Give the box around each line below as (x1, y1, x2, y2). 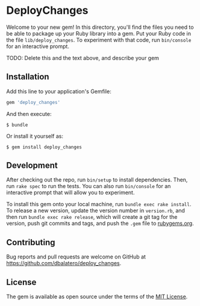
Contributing (6, 237, 55, 247)
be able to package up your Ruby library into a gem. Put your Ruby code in (6, 29, 192, 37)
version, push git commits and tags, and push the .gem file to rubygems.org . (6, 220, 195, 227)
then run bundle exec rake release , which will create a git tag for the (6, 213, 178, 221)
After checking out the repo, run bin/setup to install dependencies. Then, (6, 176, 188, 183)
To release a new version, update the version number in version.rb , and (6, 207, 186, 214)
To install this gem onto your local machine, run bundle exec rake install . (6, 201, 192, 208)
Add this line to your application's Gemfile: (6, 88, 111, 95)
